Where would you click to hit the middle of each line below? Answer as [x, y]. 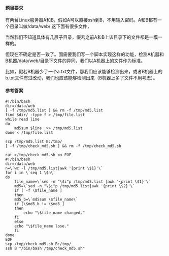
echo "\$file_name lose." [42, 226]
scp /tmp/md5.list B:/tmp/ [34, 142]
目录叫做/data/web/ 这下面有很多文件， [50, 26]
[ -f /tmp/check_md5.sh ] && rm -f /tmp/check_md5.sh [63, 146]
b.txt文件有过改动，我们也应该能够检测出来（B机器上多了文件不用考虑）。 [81, 78]
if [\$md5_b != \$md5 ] [40, 204]
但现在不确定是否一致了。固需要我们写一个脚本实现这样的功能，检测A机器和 [84, 54]
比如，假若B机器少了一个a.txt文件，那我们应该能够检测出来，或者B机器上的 [84, 72]
